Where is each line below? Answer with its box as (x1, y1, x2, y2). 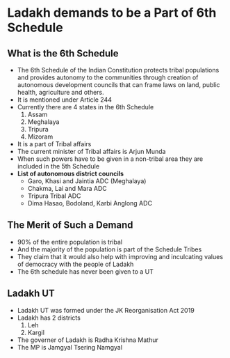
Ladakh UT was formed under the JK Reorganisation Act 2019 (17, 306, 195, 314)
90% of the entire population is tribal (17, 238, 123, 246)
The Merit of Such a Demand (7, 219, 133, 231)
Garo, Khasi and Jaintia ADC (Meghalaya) (27, 177, 147, 185)
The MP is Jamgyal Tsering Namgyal (17, 343, 123, 351)
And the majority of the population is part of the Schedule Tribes (17, 245, 202, 254)
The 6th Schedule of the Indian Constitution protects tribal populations (17, 66, 220, 74)
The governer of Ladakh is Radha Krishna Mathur (17, 336, 158, 344)
